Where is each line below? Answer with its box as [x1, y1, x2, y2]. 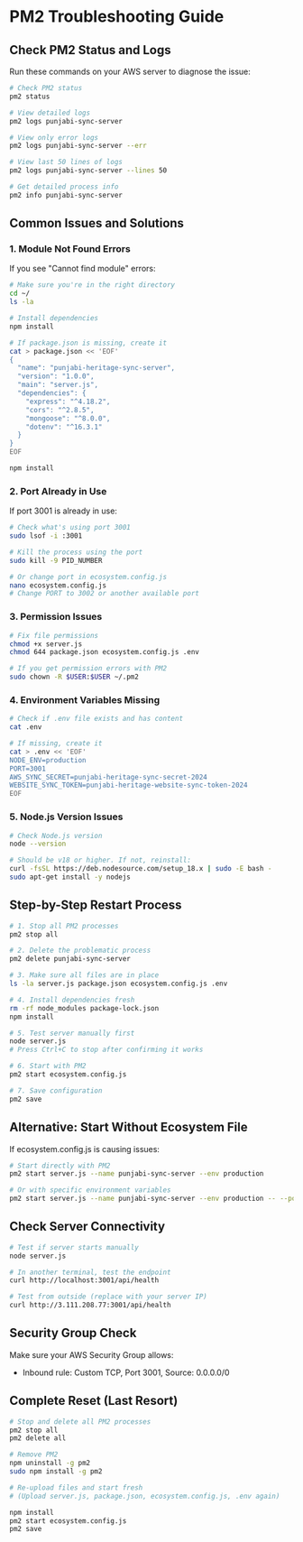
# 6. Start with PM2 [9, 1062, 87, 1071]
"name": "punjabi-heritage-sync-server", [17, 364, 176, 373]
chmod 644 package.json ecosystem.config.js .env [9, 648, 200, 657]
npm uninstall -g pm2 [9, 1459, 91, 1468]
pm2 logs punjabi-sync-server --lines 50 [9, 166, 168, 175]
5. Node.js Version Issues [9, 810, 124, 823]
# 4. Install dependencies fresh [9, 995, 135, 1004]
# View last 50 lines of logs [9, 158, 124, 167]
